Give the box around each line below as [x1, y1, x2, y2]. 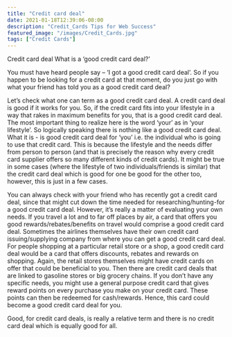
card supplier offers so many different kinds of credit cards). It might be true [7, 155, 225, 163]
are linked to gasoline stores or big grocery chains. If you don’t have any [7, 271, 213, 280]
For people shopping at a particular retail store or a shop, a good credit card [7, 242, 224, 251]
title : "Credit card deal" [7, 10, 85, 17]
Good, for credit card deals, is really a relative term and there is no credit [7, 314, 215, 322]
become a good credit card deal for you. [7, 301, 123, 309]
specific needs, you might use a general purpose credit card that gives [7, 279, 209, 287]
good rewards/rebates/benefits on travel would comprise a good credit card [7, 220, 224, 228]
